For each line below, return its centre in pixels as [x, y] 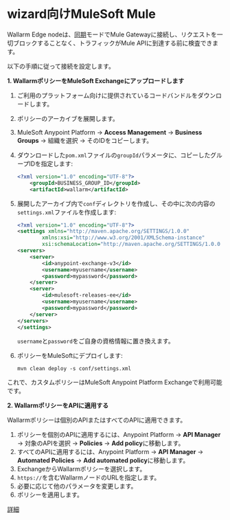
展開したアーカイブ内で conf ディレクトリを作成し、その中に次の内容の [116, 203]
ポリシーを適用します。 [50, 495]
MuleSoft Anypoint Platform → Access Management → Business [110, 132]
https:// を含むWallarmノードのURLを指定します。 [89, 477]
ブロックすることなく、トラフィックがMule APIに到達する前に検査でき [113, 43]
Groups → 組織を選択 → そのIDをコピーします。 [85, 140]
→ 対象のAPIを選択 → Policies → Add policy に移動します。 [101, 443]
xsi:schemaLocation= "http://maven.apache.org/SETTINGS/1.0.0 [131, 245]
